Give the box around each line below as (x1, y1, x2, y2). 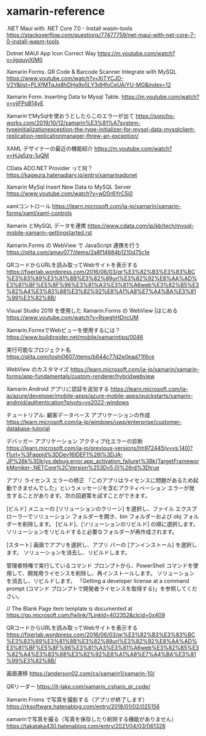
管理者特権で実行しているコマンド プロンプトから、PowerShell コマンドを (6, 562, 193, 569)
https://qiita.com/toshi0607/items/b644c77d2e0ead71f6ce (6, 353, 154, 360)
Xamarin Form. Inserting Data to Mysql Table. (6, 93, 121, 100)
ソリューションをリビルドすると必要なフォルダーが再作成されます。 (6, 528, 178, 535)
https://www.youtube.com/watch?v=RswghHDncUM (6, 313, 139, 321)
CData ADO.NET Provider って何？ (6, 164, 93, 171)
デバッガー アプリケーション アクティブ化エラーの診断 (6, 437, 143, 445)
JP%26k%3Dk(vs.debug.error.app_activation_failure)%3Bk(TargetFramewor (6, 457, 199, 464)
